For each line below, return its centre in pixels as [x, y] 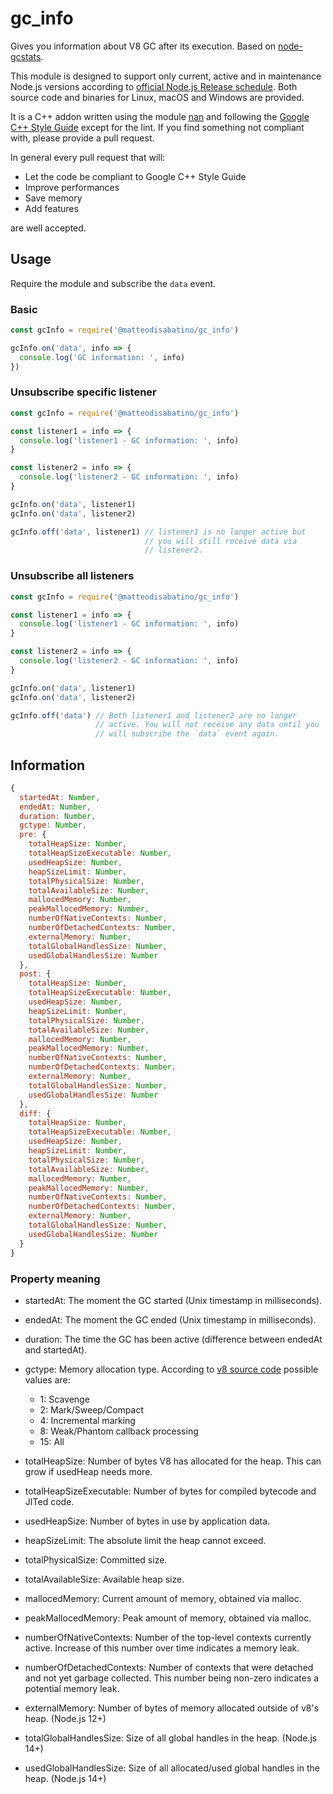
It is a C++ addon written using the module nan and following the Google [160, 116]
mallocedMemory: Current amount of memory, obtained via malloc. [163, 1598]
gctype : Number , [53, 825]
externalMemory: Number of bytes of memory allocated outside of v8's [172, 1708]
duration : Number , [58, 816]
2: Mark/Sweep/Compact [91, 1409]
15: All [52, 1441]
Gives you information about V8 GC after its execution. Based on [143, 46]
